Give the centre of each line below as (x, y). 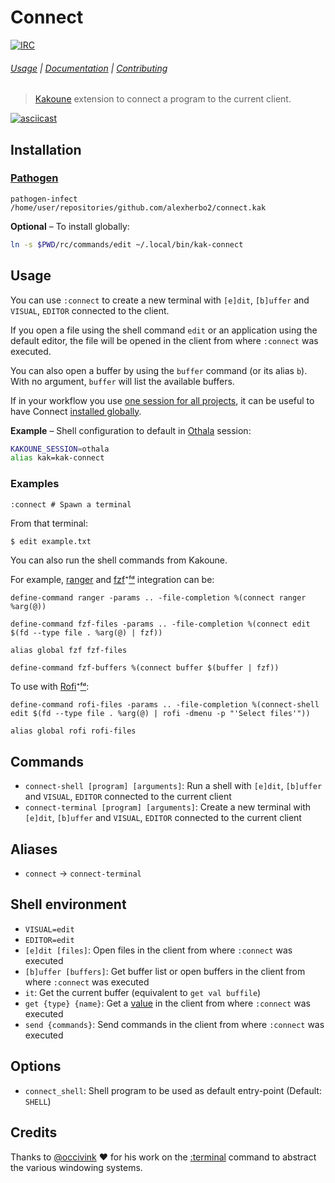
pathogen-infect (44, 199)
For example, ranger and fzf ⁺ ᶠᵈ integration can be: (112, 580)
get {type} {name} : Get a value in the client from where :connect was (167, 1003)
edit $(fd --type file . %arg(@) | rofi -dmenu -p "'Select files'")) (160, 714)
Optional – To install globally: (70, 226)
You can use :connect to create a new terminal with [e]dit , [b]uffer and (160, 300)
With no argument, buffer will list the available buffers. (122, 381)
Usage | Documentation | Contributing (89, 68)
